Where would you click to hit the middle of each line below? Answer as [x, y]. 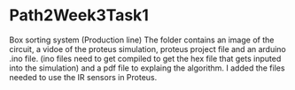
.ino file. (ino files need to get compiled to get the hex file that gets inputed [145, 58]
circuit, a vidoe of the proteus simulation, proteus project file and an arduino [147, 49]
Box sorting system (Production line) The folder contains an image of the [142, 40]
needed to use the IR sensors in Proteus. [83, 77]
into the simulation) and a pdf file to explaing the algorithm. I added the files [147, 68]
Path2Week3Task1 [79, 15]
